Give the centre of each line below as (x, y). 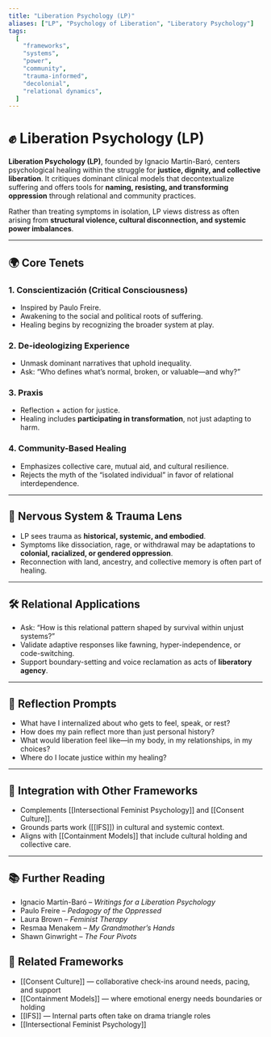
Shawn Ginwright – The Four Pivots (78, 936)
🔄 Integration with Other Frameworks (103, 791)
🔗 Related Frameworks (66, 962)
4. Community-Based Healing (67, 448)
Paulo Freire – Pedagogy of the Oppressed (91, 910)
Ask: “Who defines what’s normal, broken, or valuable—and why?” (130, 372)
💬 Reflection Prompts (63, 703)
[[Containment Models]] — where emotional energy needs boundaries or (141, 998)
